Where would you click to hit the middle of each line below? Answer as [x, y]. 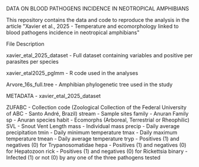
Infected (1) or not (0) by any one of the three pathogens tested [84, 158]
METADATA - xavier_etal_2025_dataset [53, 96]
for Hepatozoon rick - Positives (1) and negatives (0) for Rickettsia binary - [97, 151]
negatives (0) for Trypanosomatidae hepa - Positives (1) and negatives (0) [96, 145]
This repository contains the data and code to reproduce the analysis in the [98, 20]
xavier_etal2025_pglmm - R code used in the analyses [72, 73]
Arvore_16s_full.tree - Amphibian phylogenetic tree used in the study [89, 84]
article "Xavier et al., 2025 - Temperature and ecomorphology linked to [92, 26]
